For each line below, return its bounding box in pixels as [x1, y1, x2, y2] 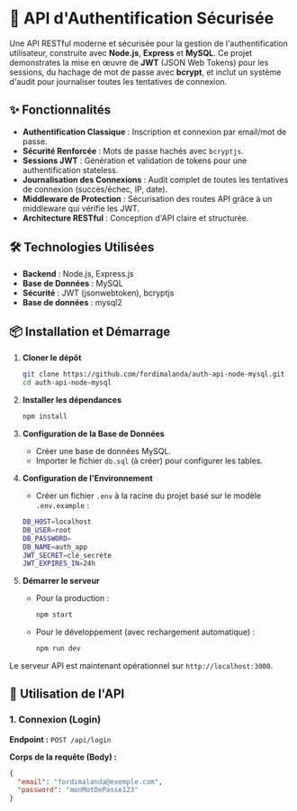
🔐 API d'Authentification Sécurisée [9, 8, 274, 29]
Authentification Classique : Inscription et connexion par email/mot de [22, 126, 287, 137]
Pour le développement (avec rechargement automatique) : [35, 626, 256, 638]
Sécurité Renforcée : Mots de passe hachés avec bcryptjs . [22, 145, 245, 156]
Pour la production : [35, 593, 110, 604]
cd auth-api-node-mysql [22, 378, 112, 387]
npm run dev [35, 644, 81, 653]
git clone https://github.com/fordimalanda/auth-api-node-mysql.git [22, 369, 285, 379]
